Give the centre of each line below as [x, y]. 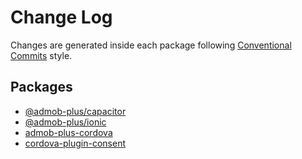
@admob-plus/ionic [65, 122]
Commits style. [41, 55]
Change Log [61, 17]
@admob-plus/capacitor [75, 111]
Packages [41, 87]
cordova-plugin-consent [75, 143]
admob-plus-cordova [68, 132]
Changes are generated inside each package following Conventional [151, 45]
